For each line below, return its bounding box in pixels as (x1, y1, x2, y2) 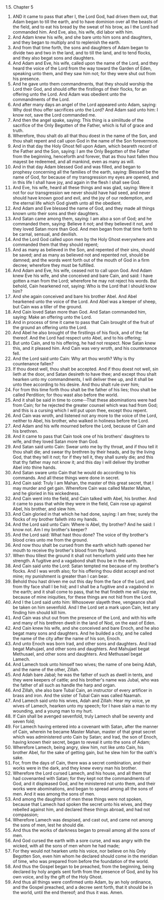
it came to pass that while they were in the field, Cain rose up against (12, 501, 152, 506)
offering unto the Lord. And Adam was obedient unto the (12, 91, 126, 97)
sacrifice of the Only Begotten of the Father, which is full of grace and (12, 122, 153, 128)
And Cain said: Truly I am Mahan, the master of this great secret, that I (12, 480, 154, 486)
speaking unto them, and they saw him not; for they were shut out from (12, 71, 156, 76)
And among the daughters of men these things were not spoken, (12, 796, 143, 802)
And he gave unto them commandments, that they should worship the (12, 81, 153, 87)
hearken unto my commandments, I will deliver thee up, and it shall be (12, 377, 153, 382)
